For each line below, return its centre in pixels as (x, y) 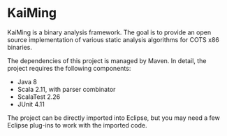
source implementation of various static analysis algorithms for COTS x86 (113, 39)
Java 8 (27, 81)
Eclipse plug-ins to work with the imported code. (77, 125)
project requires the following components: (69, 68)
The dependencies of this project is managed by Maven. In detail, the (107, 60)
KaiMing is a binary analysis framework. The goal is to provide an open (109, 32)
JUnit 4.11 (31, 104)
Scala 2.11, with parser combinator (66, 89)
